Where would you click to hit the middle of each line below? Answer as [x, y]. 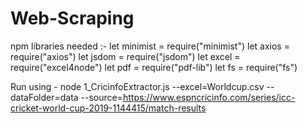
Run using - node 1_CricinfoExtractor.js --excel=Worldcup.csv [137, 86]
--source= [101, 97]
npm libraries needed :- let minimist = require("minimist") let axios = [150, 46]
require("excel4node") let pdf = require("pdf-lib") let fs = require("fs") [154, 67]
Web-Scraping [72, 18]
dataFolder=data [44, 97]
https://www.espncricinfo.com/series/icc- [209, 97]
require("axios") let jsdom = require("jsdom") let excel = [125, 56]
